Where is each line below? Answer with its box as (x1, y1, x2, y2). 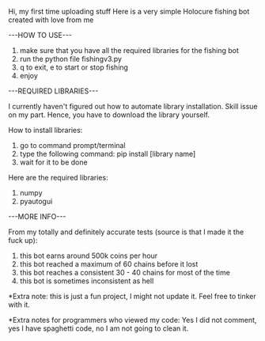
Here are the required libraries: (8, 173, 108, 182)
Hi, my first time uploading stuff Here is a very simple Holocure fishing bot (8, 7, 250, 16)
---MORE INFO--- (8, 212, 66, 221)
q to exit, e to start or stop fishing (19, 63, 129, 72)
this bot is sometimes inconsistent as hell (19, 276, 154, 286)
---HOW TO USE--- (8, 31, 73, 40)
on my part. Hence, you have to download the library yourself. (8, 110, 210, 119)
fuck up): (8, 236, 38, 244)
